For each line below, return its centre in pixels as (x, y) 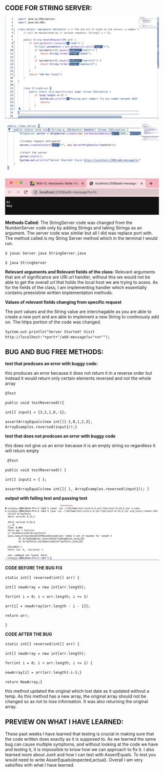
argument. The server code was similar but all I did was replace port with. (79, 233)
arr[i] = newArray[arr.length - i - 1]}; (48, 606)
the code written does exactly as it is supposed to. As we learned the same (81, 739)
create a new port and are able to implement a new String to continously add (82, 317)
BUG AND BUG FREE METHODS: (54, 352)
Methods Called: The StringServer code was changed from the (69, 223)
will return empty (22, 451)
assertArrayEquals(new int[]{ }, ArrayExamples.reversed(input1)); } (77, 489)
